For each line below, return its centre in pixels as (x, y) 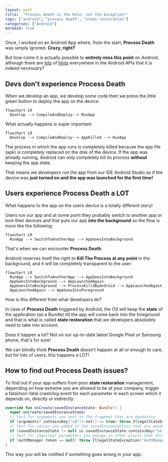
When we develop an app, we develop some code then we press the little (80, 96)
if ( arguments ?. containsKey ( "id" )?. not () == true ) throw (70, 422)
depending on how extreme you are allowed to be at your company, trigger (82, 388)
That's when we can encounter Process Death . (54, 248)
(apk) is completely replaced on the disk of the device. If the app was (76, 152)
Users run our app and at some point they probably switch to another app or (84, 215)
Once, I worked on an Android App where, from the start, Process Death (80, 42)
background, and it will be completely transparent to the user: (69, 263)
